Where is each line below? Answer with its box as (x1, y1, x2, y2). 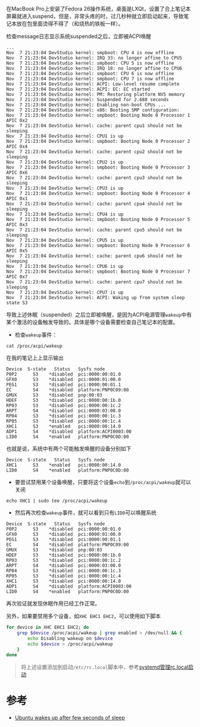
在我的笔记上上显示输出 (6, 354, 64, 361)
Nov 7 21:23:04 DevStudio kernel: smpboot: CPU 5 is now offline (6, 60, 174, 66)
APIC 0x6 (6, 170, 28, 176)
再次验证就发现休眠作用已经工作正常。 (6, 600, 100, 607)
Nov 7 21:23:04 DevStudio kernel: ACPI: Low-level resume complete (6, 81, 180, 87)
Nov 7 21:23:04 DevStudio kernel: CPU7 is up (6, 289, 124, 295)
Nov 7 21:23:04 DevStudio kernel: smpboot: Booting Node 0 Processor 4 (6, 191, 190, 196)
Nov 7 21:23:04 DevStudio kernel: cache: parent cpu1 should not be (6, 123, 183, 129)
